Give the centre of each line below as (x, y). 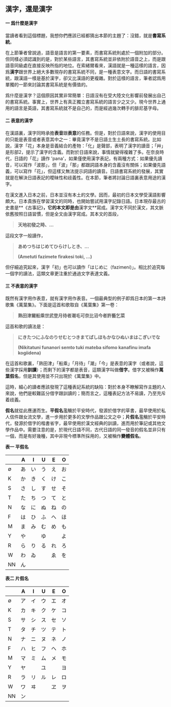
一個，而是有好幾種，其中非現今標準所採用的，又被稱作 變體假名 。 (74, 436)
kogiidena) (29, 353)
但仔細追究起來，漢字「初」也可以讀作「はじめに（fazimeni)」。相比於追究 (83, 267)
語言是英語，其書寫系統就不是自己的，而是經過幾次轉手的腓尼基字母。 (88, 108)
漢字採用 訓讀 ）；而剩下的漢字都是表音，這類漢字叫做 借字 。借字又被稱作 (84, 370)
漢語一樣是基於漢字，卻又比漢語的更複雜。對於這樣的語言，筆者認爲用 (92, 78)
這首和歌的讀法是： (25, 326)
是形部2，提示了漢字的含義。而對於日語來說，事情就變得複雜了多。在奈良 (82, 152)
